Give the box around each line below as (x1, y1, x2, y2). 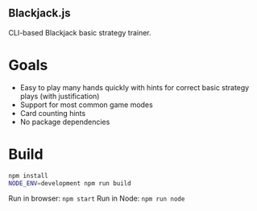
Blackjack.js (8, 6, 71, 20)
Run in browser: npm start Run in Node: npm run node (8, 193, 185, 204)
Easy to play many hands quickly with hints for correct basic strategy (19, 82, 250, 92)
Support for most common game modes (19, 100, 153, 110)
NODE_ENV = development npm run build (8, 179, 131, 188)
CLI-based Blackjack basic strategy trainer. (8, 27, 151, 37)
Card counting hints (19, 108, 86, 118)
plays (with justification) (19, 91, 100, 101)
